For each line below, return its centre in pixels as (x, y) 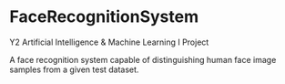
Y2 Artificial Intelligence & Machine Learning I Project (109, 42)
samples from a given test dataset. (74, 69)
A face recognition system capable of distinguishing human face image (143, 59)
